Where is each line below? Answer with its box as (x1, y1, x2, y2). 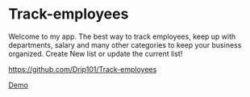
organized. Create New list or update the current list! (8, 48, 183, 58)
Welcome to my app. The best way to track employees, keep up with (8, 32, 236, 41)
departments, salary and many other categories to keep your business (8, 40, 242, 49)
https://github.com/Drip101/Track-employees (8, 64, 157, 74)
